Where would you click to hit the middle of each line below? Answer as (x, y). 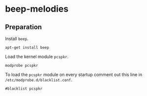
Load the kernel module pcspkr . (37, 57)
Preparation (24, 27)
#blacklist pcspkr (24, 89)
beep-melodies (37, 9)
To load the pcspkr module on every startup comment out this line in (74, 75)
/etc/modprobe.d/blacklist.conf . (39, 80)
